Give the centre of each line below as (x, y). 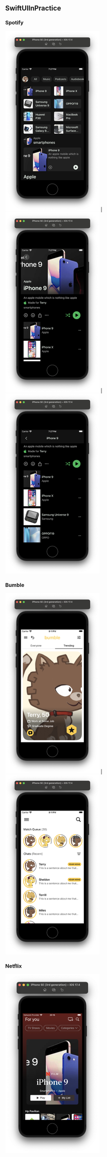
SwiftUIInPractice (33, 8)
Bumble (15, 585)
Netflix (14, 966)
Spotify (14, 23)
